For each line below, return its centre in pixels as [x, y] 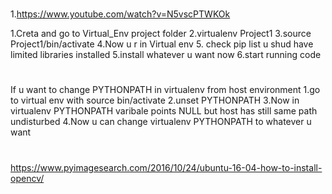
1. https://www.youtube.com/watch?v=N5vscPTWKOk [120, 14]
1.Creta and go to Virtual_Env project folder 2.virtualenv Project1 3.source [161, 34]
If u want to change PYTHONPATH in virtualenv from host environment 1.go [165, 90]
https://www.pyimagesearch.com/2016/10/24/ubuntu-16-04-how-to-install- [166, 167]
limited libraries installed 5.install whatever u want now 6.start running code [166, 55]
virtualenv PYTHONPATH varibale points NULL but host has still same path [164, 111]
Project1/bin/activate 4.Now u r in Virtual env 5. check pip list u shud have [162, 44]
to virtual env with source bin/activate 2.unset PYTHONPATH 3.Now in [155, 100]
